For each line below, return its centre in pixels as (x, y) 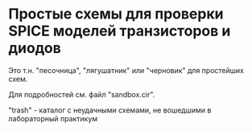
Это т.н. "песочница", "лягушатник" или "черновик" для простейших (126, 70)
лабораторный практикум (53, 118)
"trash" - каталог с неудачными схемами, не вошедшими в (110, 110)
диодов (35, 48)
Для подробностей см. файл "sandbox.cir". (82, 94)
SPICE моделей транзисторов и (120, 31)
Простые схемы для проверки (116, 14)
